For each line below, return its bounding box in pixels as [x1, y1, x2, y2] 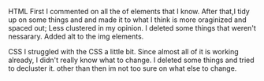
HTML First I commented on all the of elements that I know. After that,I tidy [8, 7, 250, 16]
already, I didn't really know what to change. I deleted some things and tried [8, 55, 255, 64]
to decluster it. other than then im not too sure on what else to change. [8, 64, 237, 73]
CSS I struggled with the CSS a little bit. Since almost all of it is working [8, 47, 239, 56]
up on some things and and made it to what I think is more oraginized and [8, 15, 247, 24]
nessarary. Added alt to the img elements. [8, 31, 144, 41]
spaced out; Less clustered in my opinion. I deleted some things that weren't [8, 24, 256, 32]
